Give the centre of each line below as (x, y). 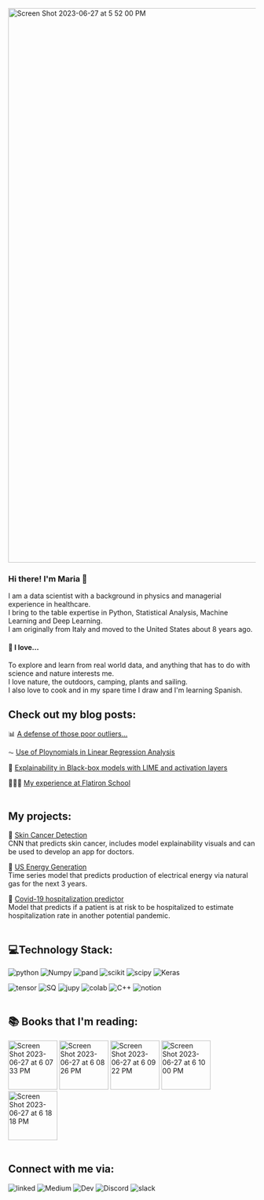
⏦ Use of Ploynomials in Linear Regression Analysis (92, 752)
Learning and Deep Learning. (55, 621)
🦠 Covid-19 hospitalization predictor (66, 899)
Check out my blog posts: (72, 714)
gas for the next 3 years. (48, 884)
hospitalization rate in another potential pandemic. (89, 916)
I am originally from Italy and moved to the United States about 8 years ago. (130, 629)
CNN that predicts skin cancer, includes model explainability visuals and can (132, 843)
